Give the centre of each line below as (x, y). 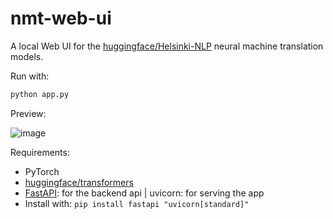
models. (27, 56)
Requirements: (40, 152)
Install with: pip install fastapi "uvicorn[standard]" (137, 203)
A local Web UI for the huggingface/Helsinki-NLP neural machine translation (167, 46)
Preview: (28, 113)
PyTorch (42, 171)
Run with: (30, 76)
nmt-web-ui (61, 18)
